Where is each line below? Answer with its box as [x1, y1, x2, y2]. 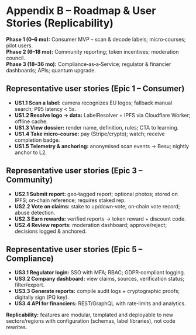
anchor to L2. [14, 149, 47, 156]
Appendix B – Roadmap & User [6, 4, 156, 18]
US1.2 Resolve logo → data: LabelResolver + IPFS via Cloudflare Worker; [14, 111, 191, 118]
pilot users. [6, 42, 33, 49]
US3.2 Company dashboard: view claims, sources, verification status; [14, 275, 185, 282]
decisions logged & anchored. [14, 228, 87, 235]
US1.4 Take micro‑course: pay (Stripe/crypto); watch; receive [14, 130, 165, 137]
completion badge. [14, 136, 60, 144]
